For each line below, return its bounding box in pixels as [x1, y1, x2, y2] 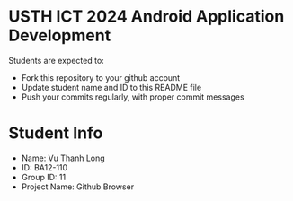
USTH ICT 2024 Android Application [8, 6, 285, 27]
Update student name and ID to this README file [21, 82, 202, 92]
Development [8, 25, 111, 46]
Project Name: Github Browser [21, 181, 135, 192]
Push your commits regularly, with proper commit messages [21, 92, 244, 102]
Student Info [8, 123, 103, 144]
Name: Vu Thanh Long [21, 153, 105, 163]
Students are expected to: [8, 55, 104, 66]
